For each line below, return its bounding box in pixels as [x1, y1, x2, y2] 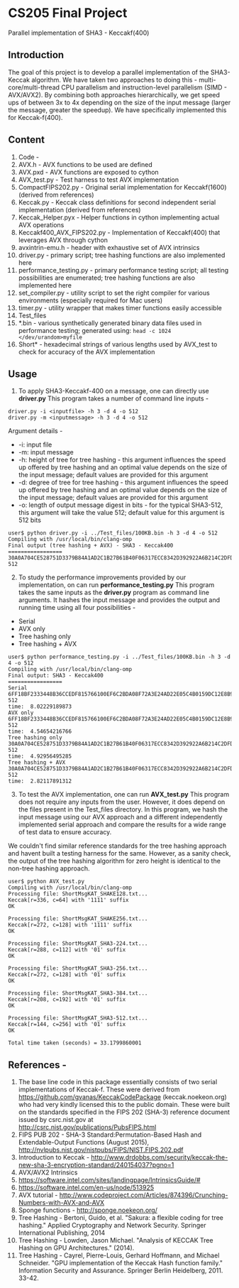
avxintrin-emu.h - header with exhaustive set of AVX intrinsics [18, 243, 200, 251]
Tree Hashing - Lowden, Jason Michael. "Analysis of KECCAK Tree [18, 1236, 213, 1245]
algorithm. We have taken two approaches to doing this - [31, 75, 198, 84]
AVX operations [18, 220, 65, 229]
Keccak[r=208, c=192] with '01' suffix [8, 996, 126, 1003]
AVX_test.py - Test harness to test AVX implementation [18, 175, 179, 184]
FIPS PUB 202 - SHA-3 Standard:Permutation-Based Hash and [18, 1130, 201, 1139]
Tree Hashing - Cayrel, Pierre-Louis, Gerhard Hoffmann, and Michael [18, 1251, 220, 1260]
